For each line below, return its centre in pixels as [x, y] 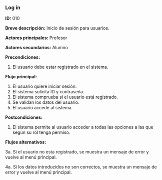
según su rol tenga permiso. [41, 132]
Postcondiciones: [24, 117]
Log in [13, 8]
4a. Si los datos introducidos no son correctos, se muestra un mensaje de [81, 167]
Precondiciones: [23, 57]
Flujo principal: [21, 77]
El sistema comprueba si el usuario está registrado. [65, 97]
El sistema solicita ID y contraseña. [48, 92]
